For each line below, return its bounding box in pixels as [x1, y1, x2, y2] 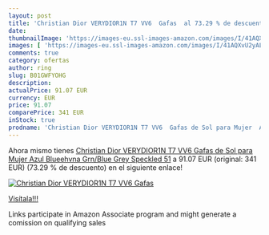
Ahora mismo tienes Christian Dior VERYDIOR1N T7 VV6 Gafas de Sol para [8, 145, 254, 155]
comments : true [8, 49, 59, 57]
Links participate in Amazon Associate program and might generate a [8, 209, 237, 219]
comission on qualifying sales [8, 217, 106, 227]
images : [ [8, 42, 42, 50]
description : [8, 79, 52, 87]
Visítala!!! [8, 193, 38, 203]
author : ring [8, 64, 52, 72]
